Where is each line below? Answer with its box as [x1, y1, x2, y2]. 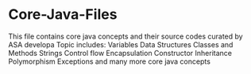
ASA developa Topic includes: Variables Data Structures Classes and [8, 39, 234, 49]
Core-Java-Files [8, 6, 118, 24]
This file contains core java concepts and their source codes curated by [8, 31, 244, 41]
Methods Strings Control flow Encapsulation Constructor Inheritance [8, 48, 233, 57]
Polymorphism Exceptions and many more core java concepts [8, 57, 210, 66]
